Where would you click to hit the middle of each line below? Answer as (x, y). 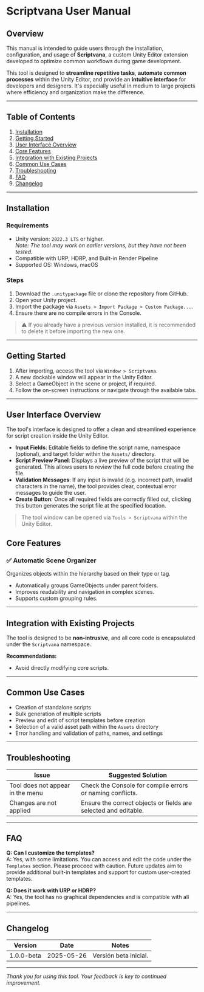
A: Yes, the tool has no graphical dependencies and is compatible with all (98, 897)
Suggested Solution (138, 775)
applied (20, 810)
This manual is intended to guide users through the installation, (85, 48)
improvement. (24, 983)
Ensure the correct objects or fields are (137, 802)
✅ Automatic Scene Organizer (51, 560)
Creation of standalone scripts (53, 707)
